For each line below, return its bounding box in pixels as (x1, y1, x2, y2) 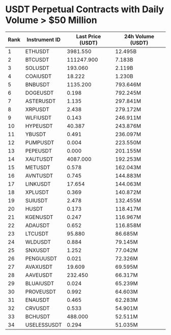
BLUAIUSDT (25, 279, 54, 287)
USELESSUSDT (25, 321, 62, 328)
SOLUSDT (25, 64, 50, 71)
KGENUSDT (25, 213, 53, 220)
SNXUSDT (25, 246, 50, 253)
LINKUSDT (25, 180, 51, 187)
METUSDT (25, 164, 50, 171)
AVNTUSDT (25, 172, 53, 179)
